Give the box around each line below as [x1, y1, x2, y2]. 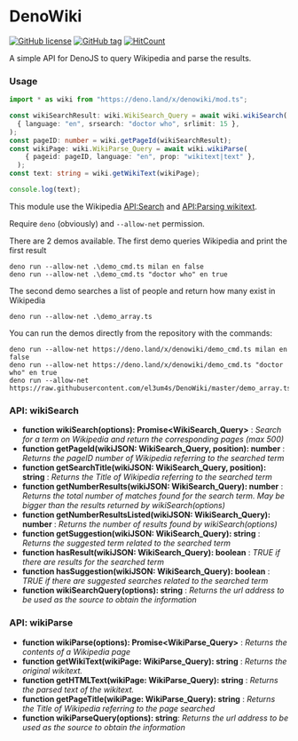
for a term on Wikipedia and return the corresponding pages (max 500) [21, 434, 285, 445]
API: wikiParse [9, 617, 74, 629]
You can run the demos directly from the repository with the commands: [9, 327, 273, 339]
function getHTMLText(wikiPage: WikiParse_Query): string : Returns [21, 674, 278, 685]
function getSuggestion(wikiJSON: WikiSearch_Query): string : [21, 529, 261, 539]
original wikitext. [21, 665, 82, 676]
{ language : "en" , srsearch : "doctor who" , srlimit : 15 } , [17, 119, 240, 128]
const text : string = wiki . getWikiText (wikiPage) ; [9, 169, 200, 179]
